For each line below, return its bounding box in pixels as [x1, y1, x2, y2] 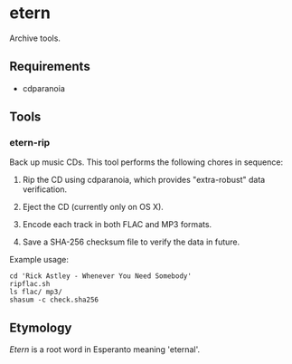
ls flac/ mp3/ [9, 288, 63, 297]
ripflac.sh [9, 280, 51, 289]
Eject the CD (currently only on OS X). [22, 202, 165, 213]
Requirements [9, 59, 90, 74]
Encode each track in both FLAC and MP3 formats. [22, 219, 212, 230]
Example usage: [9, 254, 70, 265]
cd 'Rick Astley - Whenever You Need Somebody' [9, 272, 193, 281]
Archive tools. [9, 33, 61, 43]
